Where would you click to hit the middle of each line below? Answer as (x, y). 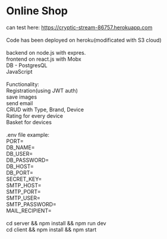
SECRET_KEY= (24, 179)
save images (22, 97)
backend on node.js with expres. (46, 52)
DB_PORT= (20, 172)
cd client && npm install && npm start (51, 229)
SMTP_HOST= (24, 185)
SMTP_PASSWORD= (31, 204)
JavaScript (19, 71)
